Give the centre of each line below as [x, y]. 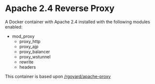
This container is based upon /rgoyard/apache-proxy [58, 76]
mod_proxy [23, 36]
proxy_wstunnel [35, 56]
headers [28, 67]
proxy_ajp [29, 46]
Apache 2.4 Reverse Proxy [60, 8]
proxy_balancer [35, 52]
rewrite [26, 62]
